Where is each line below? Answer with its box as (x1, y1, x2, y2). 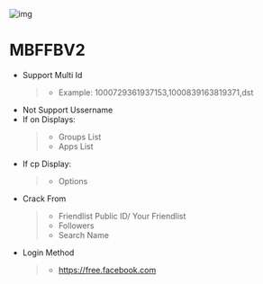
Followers (58, 220, 95, 231)
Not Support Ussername (22, 104, 113, 115)
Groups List (58, 131, 102, 142)
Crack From (22, 193, 67, 204)
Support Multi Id (22, 69, 83, 80)
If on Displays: (22, 113, 77, 125)
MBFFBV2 (9, 40, 86, 60)
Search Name (58, 229, 110, 240)
